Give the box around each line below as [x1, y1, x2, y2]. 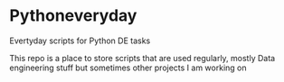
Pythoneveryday [9, 5, 137, 26]
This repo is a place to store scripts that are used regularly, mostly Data [9, 52, 276, 63]
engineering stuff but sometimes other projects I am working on [9, 62, 247, 73]
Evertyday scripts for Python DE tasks [9, 35, 151, 46]
